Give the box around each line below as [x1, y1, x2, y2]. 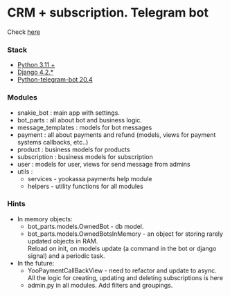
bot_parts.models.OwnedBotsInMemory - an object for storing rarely [27, 230, 224, 238]
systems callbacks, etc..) [17, 138, 89, 146]
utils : [17, 167, 33, 176]
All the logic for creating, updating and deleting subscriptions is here [27, 273, 224, 281]
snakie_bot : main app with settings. [17, 109, 120, 117]
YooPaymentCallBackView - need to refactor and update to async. [27, 266, 217, 275]
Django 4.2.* [17, 68, 54, 77]
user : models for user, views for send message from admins [17, 160, 191, 168]
